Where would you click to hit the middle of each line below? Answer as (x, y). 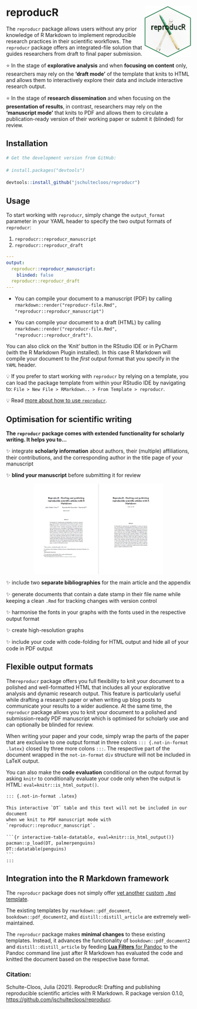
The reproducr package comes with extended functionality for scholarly (95, 433)
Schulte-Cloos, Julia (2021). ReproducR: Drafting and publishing (83, 987)
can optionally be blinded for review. (50, 725)
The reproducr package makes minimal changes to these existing (86, 934)
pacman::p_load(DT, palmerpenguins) (51, 843)
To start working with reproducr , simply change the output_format (86, 215)
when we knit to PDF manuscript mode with (59, 820)
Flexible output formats (50, 667)
